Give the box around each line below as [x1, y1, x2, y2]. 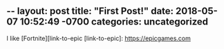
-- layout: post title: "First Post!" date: [6, 5, 174, 17]
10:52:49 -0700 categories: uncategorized [19, 16, 209, 28]
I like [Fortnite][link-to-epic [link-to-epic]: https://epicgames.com [6, 34, 192, 42]
